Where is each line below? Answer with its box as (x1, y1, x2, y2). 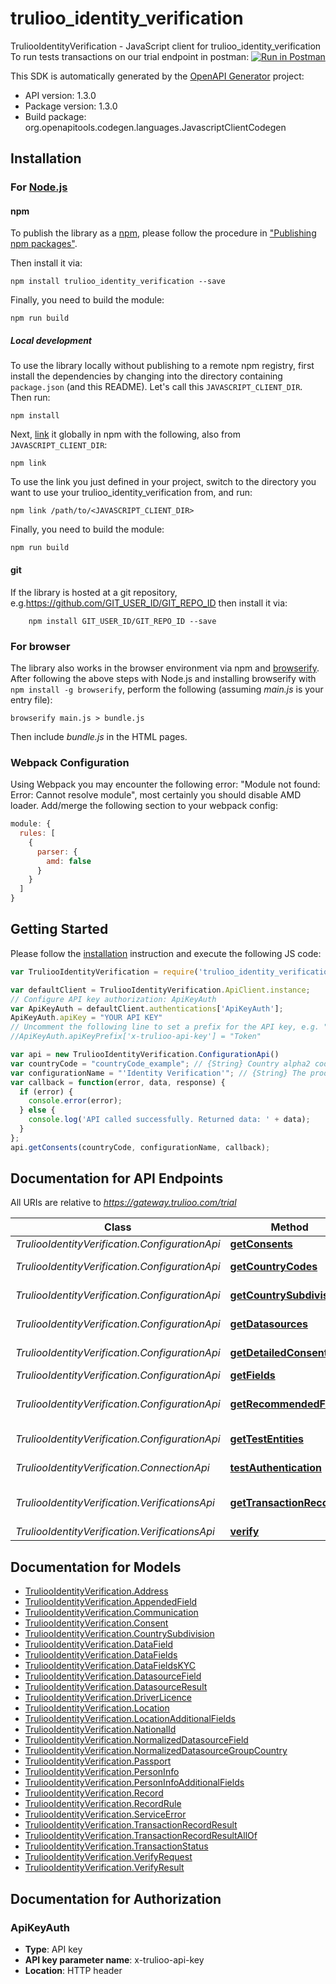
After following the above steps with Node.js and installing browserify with (10, 672, 317, 684)
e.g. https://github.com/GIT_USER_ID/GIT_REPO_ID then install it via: (10, 597, 288, 609)
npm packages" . (10, 238, 78, 250)
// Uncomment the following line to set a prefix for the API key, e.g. (10, 1022, 320, 1032)
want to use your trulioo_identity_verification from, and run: (10, 487, 253, 499)
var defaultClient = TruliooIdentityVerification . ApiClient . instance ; (10, 985, 311, 995)
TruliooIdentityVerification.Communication (24, 1607, 199, 1619)
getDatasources (229, 1317, 308, 1331)
